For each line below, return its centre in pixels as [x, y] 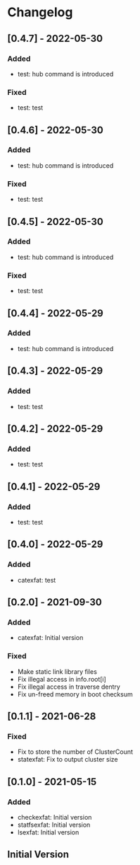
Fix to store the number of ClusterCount [75, 752]
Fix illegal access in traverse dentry [69, 687]
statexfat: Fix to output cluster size [68, 760]
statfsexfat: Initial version [54, 825]
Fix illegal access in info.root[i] [62, 679]
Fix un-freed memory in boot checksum [75, 694]
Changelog [40, 12]
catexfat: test [37, 580]
